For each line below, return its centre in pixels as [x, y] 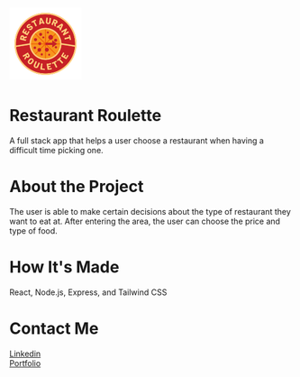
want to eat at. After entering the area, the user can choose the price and [145, 221]
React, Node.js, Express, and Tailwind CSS [88, 292]
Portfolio [25, 363]
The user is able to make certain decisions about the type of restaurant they [150, 212]
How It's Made [64, 267]
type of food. [34, 231]
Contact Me [54, 329]
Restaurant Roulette [86, 116]
